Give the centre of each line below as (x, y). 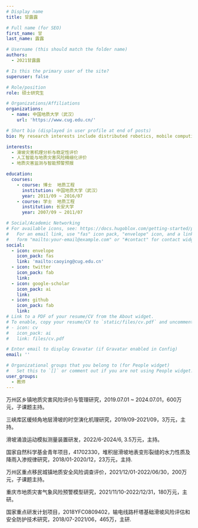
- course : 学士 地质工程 (46, 202)
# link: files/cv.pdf (35, 338)
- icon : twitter (31, 267)
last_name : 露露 (25, 39)
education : (19, 174)
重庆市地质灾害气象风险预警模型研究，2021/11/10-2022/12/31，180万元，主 (97, 492)
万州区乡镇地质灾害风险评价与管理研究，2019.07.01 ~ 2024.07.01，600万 (94, 399)
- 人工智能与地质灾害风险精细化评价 (49, 158)
